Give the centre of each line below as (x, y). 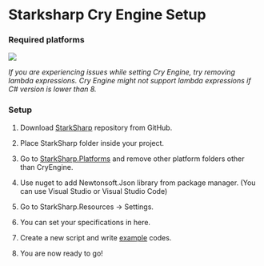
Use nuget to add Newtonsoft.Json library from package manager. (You (138, 183)
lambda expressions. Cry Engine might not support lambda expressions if (130, 81)
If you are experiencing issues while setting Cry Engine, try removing (122, 72)
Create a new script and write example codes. (96, 237)
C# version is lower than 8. (53, 89)
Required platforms (47, 40)
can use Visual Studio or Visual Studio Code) (94, 191)
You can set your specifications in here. (85, 222)
